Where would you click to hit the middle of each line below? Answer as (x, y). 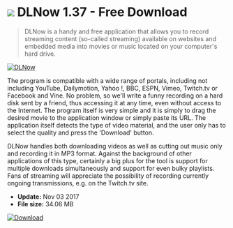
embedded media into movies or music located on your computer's (121, 46)
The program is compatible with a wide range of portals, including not (107, 80)
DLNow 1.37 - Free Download (102, 12)
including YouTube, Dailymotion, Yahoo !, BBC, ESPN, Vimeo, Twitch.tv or (113, 88)
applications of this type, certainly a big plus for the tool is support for (107, 160)
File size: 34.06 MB (45, 204)
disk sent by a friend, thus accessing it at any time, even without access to (114, 102)
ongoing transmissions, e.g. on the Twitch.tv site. (78, 183)
